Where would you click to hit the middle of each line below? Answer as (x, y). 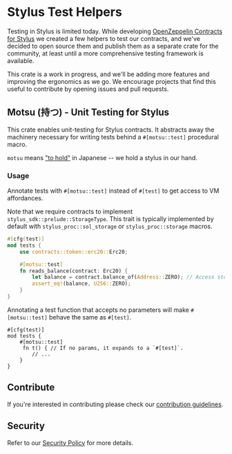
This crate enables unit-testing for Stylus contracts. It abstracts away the (111, 130)
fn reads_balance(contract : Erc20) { (74, 271)
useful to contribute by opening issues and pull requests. (88, 89)
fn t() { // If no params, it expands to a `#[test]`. (103, 348)
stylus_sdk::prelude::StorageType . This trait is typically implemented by (110, 219)
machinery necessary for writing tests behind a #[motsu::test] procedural (113, 137)
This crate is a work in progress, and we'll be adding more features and (108, 74)
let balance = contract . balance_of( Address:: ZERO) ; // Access (123, 277)
